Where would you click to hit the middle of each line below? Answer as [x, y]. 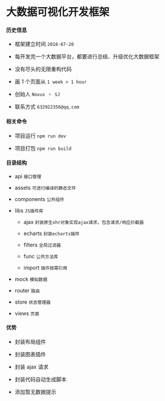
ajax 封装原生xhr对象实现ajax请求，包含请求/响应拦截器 [84, 222]
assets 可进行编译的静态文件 [45, 188]
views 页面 [27, 313]
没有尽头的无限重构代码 [43, 69]
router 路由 [27, 290]
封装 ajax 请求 [32, 367]
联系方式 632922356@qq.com [47, 107]
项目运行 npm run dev [40, 136]
